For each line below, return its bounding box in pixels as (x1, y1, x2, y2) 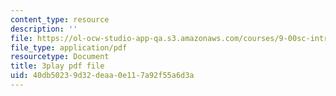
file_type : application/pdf (10, 42, 128, 53)
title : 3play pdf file (10, 61, 105, 71)
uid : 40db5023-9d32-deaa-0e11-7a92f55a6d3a (10, 71, 195, 81)
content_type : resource (10, 14, 110, 25)
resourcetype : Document (10, 52, 110, 62)
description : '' (10, 24, 78, 34)
